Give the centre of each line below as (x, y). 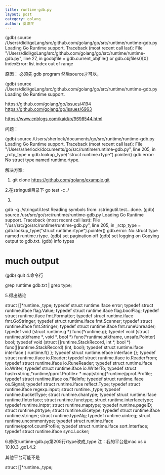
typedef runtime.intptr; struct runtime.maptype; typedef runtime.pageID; (79, 405)
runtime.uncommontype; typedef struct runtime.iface (59, 421)
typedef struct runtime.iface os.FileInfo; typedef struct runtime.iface (75, 379)
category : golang (23, 19)
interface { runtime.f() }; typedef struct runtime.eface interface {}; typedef (81, 353)
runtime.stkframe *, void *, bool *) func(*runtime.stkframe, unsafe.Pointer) (80, 337)
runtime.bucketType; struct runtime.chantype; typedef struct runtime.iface (81, 395)
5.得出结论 (16, 296)
